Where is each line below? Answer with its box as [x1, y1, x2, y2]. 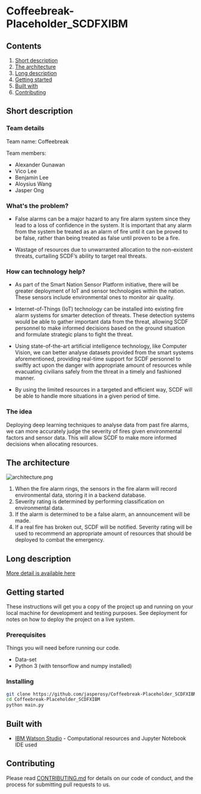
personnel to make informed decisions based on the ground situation [14, 324, 185, 332]
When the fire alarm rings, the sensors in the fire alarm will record [14, 485, 177, 492]
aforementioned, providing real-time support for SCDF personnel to [14, 356, 181, 363]
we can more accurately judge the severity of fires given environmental [6, 428, 182, 435]
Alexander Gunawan [14, 161, 65, 168]
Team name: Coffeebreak [6, 138, 69, 145]
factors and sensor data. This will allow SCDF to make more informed [6, 434, 177, 441]
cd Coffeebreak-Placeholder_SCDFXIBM [6, 697, 100, 703]
